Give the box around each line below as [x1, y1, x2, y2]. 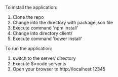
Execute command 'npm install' [12, 25, 78, 31]
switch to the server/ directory [12, 55, 76, 61]
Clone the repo [12, 14, 44, 20]
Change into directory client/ [12, 30, 72, 36]
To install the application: [5, 5, 57, 10]
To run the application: [5, 46, 52, 51]
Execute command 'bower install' [12, 35, 83, 42]
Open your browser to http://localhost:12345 [12, 66, 105, 72]
